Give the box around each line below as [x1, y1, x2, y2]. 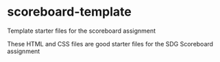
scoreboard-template [7, 4, 132, 20]
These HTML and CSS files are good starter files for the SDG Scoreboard [7, 40, 214, 48]
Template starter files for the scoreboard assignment [7, 27, 156, 35]
